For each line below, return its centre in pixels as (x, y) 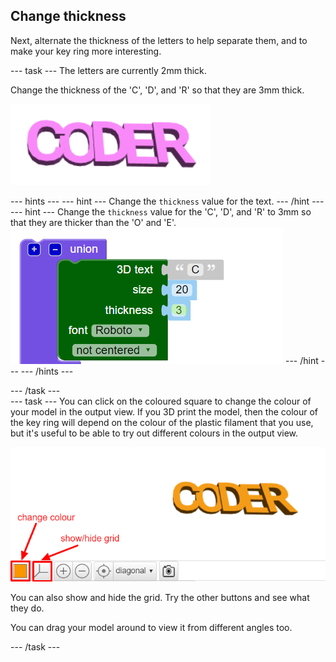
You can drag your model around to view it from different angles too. (151, 627)
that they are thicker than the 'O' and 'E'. (93, 222)
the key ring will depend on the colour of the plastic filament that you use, (162, 422)
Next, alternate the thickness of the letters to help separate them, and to (159, 40)
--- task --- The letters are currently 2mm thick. (108, 70)
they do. (27, 608)
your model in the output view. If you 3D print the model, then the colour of (164, 411)
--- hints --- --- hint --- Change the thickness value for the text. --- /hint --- (167, 201)
